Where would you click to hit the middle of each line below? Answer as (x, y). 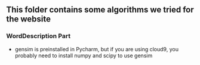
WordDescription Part (38, 36)
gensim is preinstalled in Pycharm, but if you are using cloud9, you (97, 49)
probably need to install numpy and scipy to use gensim (84, 55)
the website (29, 19)
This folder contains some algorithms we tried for (100, 10)
